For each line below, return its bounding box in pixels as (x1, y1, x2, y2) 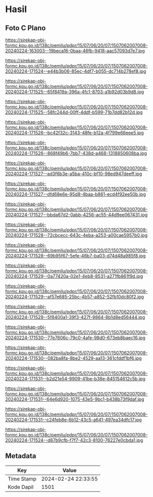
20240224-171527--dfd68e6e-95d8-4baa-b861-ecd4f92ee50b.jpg (5, 191, 146, 197)
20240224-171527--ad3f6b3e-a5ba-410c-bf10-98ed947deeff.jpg (5, 171, 142, 177)
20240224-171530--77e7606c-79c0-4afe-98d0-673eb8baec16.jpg (5, 335, 145, 341)
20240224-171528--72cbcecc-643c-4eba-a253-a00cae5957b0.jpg (5, 232, 148, 238)
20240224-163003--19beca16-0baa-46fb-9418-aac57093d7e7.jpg (5, 48, 145, 53)
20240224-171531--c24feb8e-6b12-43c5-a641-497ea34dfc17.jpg (5, 417, 142, 422)
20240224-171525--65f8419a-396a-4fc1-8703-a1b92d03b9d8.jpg (5, 89, 144, 94)
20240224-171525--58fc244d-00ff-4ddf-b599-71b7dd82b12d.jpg (5, 109, 143, 115)
